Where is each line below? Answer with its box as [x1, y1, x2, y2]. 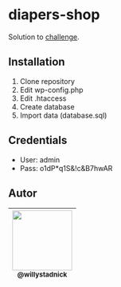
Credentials [8, 134, 68, 147]
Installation [8, 55, 65, 69]
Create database [19, 102, 75, 111]
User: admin [19, 154, 60, 165]
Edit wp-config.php [19, 85, 84, 94]
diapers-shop [8, 6, 100, 24]
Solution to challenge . [8, 32, 80, 42]
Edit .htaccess [19, 94, 67, 103]
